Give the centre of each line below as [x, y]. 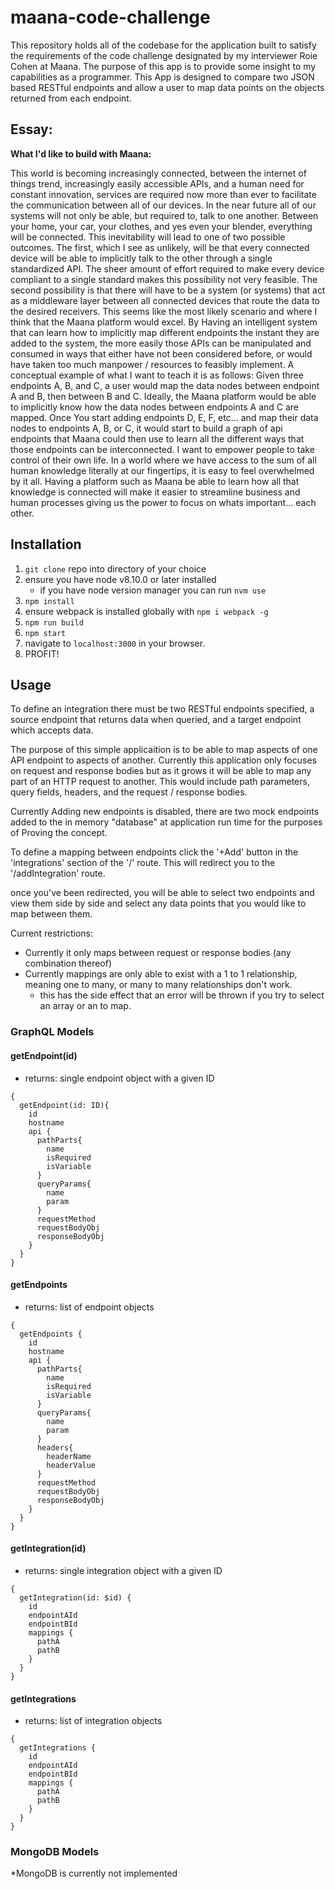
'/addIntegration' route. [58, 873]
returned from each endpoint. [71, 98]
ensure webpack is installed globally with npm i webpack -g [146, 611]
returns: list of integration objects [93, 1721]
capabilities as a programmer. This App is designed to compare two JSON [162, 77]
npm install [49, 601]
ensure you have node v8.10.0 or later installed [120, 579]
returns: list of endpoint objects [89, 1307]
